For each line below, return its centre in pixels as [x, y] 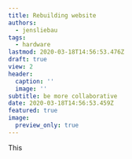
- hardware [33, 45]
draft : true [27, 60]
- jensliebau [37, 30]
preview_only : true [47, 125]
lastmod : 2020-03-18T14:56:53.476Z [66, 52]
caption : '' [35, 81]
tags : [17, 37]
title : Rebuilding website [52, 15]
